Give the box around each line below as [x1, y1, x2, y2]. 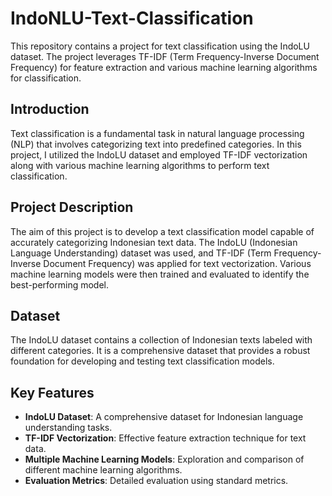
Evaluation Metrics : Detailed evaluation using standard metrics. [24, 475, 289, 487]
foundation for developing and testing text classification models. [10, 355, 275, 367]
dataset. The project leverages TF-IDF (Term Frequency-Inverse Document [10, 50, 320, 62]
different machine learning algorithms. [24, 464, 183, 476]
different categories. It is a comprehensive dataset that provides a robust [10, 345, 311, 357]
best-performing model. [10, 278, 110, 291]
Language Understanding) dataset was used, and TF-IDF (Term [10, 247, 272, 259]
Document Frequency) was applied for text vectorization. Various [43, 257, 312, 269]
